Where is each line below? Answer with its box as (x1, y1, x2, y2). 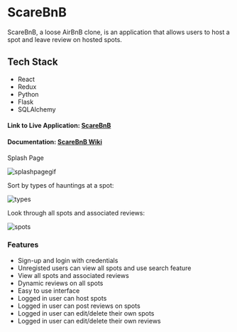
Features (7, 240, 39, 250)
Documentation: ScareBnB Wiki (7, 137, 103, 146)
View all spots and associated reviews (17, 271, 129, 279)
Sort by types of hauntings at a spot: (7, 181, 114, 189)
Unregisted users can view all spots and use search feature (17, 264, 192, 272)
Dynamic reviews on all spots (17, 279, 104, 287)
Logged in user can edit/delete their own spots (17, 309, 155, 317)
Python (17, 90, 39, 98)
